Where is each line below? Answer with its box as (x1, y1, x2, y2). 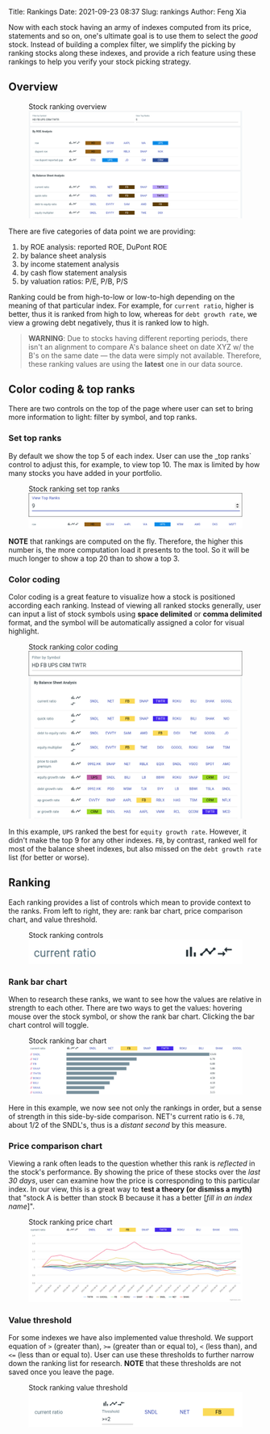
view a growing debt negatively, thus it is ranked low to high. (8, 317, 210, 327)
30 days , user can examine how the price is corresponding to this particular (8, 1175, 260, 1186)
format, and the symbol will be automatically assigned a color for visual (8, 618, 245, 628)
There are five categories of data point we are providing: (8, 226, 196, 236)
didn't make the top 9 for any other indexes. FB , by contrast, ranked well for (8, 835, 258, 845)
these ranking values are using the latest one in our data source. (27, 359, 243, 368)
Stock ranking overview (28, 101, 107, 111)
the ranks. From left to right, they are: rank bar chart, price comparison (8, 906, 243, 915)
